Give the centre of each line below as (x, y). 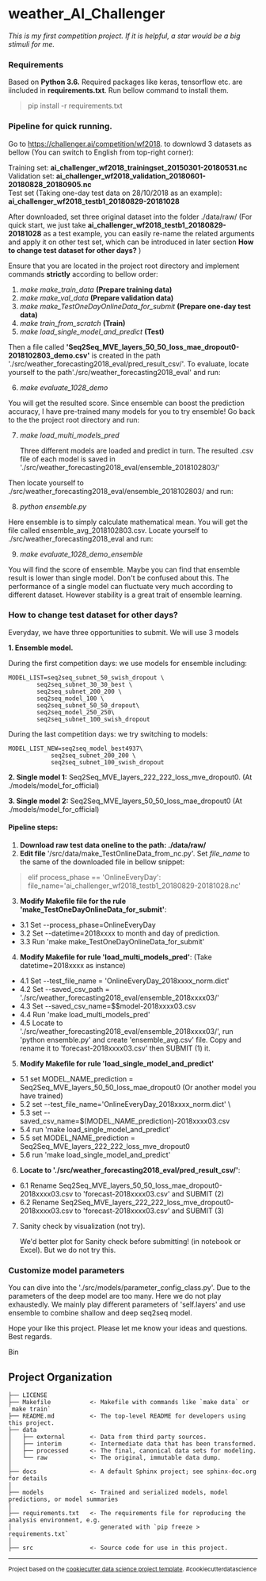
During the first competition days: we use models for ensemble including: (128, 663)
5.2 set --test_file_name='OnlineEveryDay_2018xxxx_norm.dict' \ (125, 1104)
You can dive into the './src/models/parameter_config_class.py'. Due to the (129, 1288)
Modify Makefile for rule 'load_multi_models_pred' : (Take (116, 957)
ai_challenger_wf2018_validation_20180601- (131, 176)
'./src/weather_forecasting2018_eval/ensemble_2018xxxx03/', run (126, 1032)
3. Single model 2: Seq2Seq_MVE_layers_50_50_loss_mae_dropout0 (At (125, 801)
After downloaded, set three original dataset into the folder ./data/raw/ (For (130, 216)
